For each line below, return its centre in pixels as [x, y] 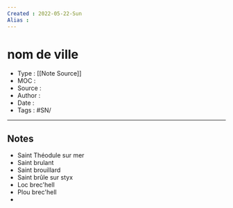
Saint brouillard [39, 170]
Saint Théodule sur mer [51, 155]
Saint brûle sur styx [45, 177]
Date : [26, 103]
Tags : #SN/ [34, 110]
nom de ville [43, 54]
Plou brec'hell [37, 192]
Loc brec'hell [36, 185]
